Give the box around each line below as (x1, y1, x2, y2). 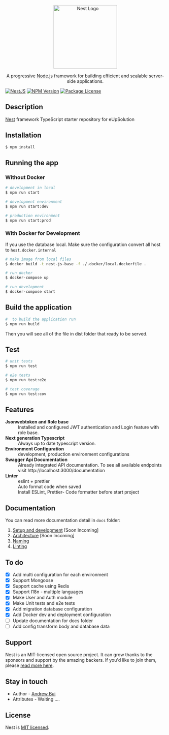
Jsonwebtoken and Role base (5, 419, 69, 425)
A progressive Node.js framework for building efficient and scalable (6, 73, 148, 79)
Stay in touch (5, 677, 48, 686)
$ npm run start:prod (5, 218, 51, 223)
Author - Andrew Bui (12, 691, 56, 697)
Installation (5, 131, 42, 140)
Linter (5, 473, 18, 479)
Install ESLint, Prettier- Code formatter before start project (18, 489, 140, 495)
